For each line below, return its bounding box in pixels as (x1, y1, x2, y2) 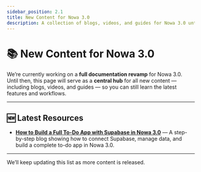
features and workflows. (7, 90, 67, 97)
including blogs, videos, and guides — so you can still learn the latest (7, 83, 177, 90)
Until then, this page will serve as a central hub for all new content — (7, 77, 177, 85)
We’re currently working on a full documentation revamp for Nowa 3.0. (7, 71, 183, 78)
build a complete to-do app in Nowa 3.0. (15, 141, 115, 149)
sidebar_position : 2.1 (7, 8, 63, 15)
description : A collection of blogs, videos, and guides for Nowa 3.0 (7, 20, 186, 26)
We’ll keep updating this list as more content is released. (7, 159, 146, 166)
